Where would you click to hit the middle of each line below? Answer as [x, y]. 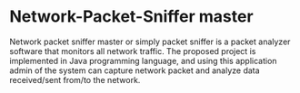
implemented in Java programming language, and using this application [143, 60]
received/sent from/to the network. [75, 79]
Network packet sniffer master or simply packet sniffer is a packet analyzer [150, 42]
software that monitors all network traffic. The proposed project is [133, 51]
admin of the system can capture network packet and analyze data [135, 70]
